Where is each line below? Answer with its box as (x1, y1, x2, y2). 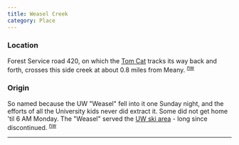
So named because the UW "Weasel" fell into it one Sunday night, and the (7, 99, 224, 107)
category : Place (7, 17, 55, 24)
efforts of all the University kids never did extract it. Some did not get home (7, 107, 228, 115)
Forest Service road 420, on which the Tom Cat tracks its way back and (7, 56, 217, 65)
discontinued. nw (7, 122, 57, 131)
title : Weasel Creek (7, 10, 69, 18)
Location (7, 41, 39, 50)
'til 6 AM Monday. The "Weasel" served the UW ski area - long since (7, 114, 208, 123)
